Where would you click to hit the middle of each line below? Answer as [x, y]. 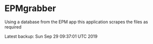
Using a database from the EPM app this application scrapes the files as [76, 22]
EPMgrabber [30, 8]
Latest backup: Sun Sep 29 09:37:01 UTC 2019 [51, 36]
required [13, 27]
